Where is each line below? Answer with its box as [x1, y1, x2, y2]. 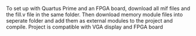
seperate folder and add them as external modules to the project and [6, 17, 173, 24]
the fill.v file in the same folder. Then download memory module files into [6, 11, 183, 18]
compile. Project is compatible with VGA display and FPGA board [6, 23, 164, 30]
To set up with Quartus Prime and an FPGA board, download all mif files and [6, 5, 190, 12]
